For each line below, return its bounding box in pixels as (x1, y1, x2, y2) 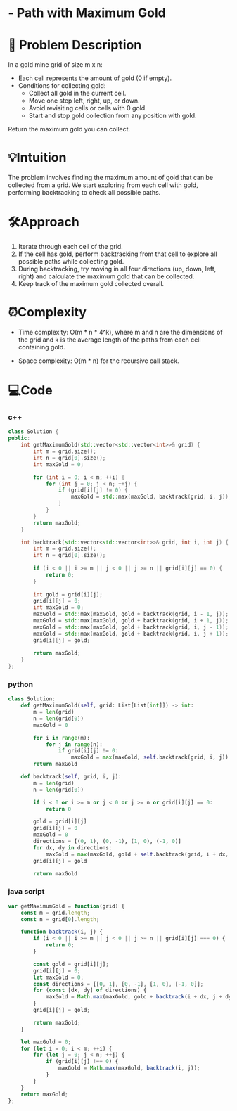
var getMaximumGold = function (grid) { (8, 902, 125, 910)
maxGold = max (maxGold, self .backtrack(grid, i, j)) (70, 754, 229, 761)
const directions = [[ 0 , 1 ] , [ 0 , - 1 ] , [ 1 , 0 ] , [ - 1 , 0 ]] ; (33, 980, 204, 987)
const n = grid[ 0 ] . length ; (20, 916, 100, 923)
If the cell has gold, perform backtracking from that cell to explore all (18, 250, 217, 258)
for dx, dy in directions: (33, 844, 113, 852)
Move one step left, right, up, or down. (28, 96, 140, 105)
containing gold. (18, 342, 65, 351)
